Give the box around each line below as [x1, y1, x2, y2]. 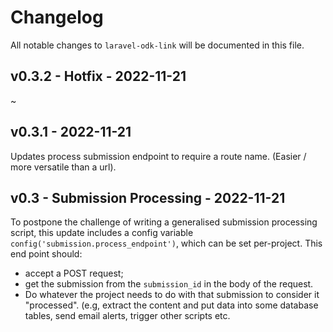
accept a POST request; [24, 267, 124, 280]
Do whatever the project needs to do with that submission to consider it [24, 289, 320, 301]
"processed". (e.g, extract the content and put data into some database [24, 299, 319, 311]
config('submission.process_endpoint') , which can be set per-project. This [10, 237, 323, 250]
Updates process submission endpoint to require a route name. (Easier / [10, 150, 307, 162]
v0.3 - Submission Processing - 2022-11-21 [10, 189, 286, 206]
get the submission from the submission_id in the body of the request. [24, 278, 314, 290]
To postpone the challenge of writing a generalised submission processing [10, 216, 318, 228]
